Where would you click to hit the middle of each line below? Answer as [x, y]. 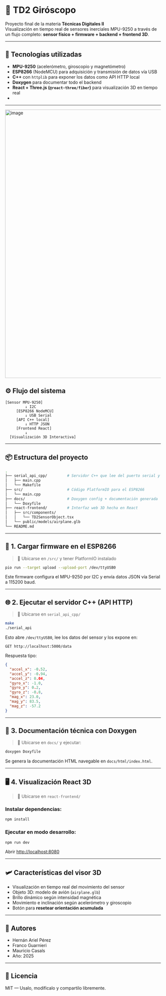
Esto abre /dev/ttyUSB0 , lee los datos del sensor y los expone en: [71, 637]
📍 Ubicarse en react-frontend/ [49, 797]
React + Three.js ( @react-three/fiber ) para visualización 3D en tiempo [85, 87]
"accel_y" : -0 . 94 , [29, 674]
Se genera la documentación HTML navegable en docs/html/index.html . [79, 761]
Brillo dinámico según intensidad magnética [57, 898]
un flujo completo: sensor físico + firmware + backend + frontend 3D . [77, 34]
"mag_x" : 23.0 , [25, 697]
